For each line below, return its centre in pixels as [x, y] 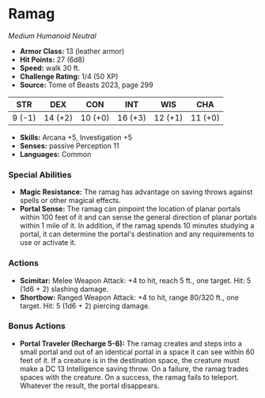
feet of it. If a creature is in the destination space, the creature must [129, 360]
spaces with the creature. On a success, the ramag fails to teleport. [129, 377]
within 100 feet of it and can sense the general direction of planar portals [138, 217]
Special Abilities [40, 174]
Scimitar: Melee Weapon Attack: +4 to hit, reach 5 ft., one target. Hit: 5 [135, 280]
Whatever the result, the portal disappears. [89, 385]
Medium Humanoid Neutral [52, 36]
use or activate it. [48, 243]
